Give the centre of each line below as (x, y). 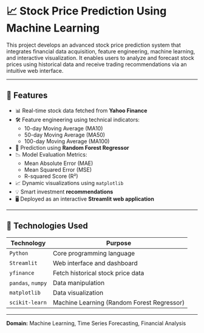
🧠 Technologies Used (47, 226)
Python (19, 253)
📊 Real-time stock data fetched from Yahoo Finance (81, 110)
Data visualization (78, 292)
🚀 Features (27, 96)
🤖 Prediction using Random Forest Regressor (72, 147)
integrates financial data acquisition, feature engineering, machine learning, (101, 51)
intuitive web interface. (35, 70)
